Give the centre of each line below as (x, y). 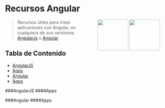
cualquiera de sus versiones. (46, 33)
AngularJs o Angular (38, 38)
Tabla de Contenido (36, 54)
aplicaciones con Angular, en (46, 27)
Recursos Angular (42, 9)
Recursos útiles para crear (44, 22)
